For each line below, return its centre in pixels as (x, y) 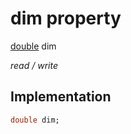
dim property (66, 18)
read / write (34, 65)
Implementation (61, 97)
